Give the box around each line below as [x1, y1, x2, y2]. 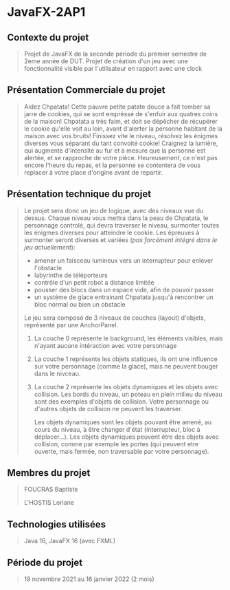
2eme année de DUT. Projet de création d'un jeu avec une [23, 57, 189, 65]
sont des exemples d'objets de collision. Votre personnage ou [34, 397, 209, 406]
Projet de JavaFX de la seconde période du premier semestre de [23, 50, 207, 58]
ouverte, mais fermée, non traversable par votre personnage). [34, 447, 209, 455]
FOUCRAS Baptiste [23, 485, 78, 494]
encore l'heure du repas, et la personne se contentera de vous [23, 161, 201, 169]
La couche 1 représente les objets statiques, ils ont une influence [34, 355, 218, 363]
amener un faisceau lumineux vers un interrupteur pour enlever [34, 256, 214, 265]
